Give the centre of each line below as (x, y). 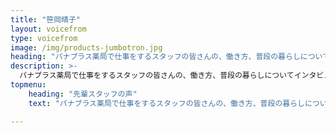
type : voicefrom (44, 38)
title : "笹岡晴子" (46, 19)
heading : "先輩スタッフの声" (83, 94)
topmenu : (28, 85)
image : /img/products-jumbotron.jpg (86, 47)
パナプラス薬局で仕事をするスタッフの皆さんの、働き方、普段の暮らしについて (157, 76)
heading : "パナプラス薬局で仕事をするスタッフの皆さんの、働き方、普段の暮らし (155, 57)
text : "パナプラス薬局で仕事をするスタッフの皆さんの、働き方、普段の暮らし (166, 103)
